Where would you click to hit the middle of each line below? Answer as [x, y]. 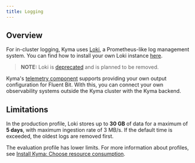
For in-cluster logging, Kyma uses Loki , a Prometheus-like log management [98, 49]
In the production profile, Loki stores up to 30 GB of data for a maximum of [97, 124]
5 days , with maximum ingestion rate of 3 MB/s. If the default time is [89, 130]
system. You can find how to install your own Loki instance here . [84, 56]
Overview [25, 36]
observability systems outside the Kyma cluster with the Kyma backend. [94, 91]
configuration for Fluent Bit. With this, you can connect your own [85, 85]
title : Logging [25, 11]
